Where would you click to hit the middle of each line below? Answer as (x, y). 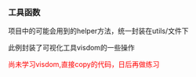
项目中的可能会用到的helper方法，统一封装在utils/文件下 (98, 31)
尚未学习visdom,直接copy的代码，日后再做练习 (84, 64)
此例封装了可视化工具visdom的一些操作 (71, 48)
